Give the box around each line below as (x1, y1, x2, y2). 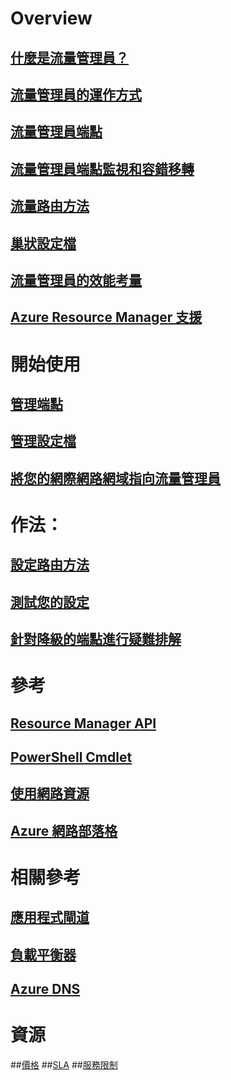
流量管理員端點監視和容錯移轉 (10, 160, 195, 177)
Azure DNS (10, 981, 81, 998)
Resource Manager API (10, 715, 157, 732)
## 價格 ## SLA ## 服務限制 (10, 1059, 118, 1071)
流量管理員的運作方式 (10, 86, 142, 103)
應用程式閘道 (10, 909, 90, 926)
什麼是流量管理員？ (10, 49, 129, 66)
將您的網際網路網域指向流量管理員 (10, 470, 221, 487)
